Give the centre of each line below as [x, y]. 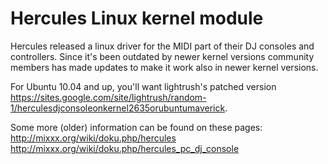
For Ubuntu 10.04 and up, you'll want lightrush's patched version [143, 86]
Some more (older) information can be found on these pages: [136, 127]
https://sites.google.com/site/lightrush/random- [108, 97]
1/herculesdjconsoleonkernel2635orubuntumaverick [118, 108]
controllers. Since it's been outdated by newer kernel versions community [162, 56]
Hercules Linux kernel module [137, 18]
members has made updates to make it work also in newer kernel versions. [164, 67]
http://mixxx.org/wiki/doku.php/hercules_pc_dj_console [125, 148]
